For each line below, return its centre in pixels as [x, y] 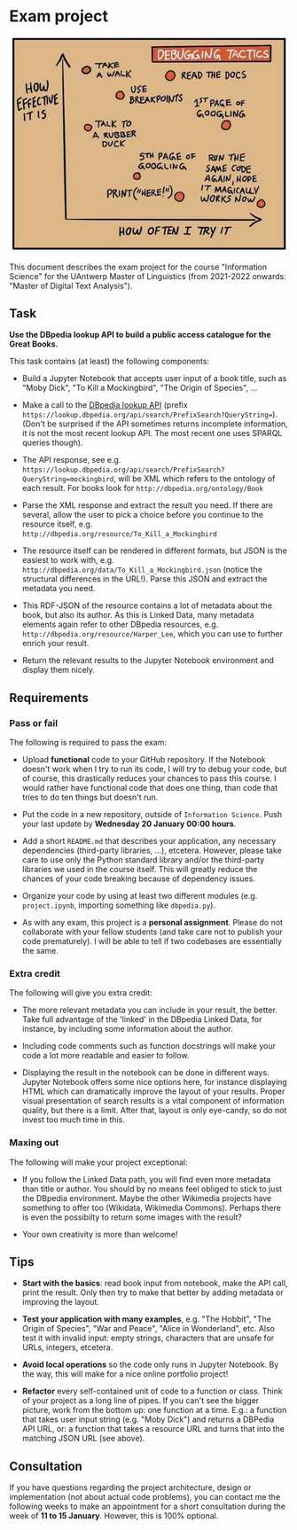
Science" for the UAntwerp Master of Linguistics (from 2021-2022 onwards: [148, 276]
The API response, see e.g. [71, 460]
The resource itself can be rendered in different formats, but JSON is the [155, 550]
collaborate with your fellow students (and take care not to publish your [152, 932]
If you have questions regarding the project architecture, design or [130, 1487]
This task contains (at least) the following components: [109, 362]
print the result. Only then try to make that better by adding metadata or [152, 1292]
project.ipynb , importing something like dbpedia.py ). [118, 905]
